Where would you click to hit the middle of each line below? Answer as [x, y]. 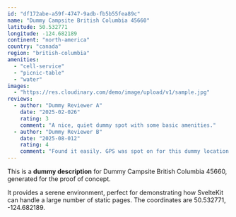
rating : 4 [35, 145]
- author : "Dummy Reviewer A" [58, 106]
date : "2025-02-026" [50, 112]
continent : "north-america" [49, 40]
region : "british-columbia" [49, 54]
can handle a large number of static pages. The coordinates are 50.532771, [117, 200]
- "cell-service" [39, 66]
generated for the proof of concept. [59, 179]
